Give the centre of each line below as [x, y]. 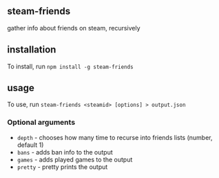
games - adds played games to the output [75, 159]
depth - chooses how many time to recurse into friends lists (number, [115, 137]
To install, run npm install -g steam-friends [70, 66]
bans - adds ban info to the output [65, 152]
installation [32, 50]
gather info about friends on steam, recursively [74, 28]
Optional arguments [41, 122]
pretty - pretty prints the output [62, 167]
